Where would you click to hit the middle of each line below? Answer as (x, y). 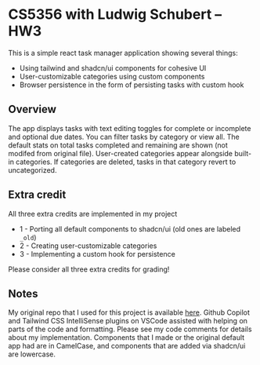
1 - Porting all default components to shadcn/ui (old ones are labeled (130, 228)
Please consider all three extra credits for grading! (89, 269)
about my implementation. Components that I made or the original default (126, 338)
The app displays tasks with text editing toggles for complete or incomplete (130, 128)
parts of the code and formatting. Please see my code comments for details (130, 329)
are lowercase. (32, 354)
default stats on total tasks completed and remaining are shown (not (118, 145)
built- (243, 153)
